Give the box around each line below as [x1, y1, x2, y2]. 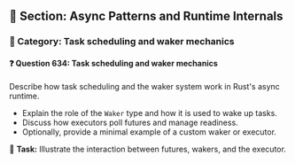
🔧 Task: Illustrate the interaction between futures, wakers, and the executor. [9, 144, 286, 154]
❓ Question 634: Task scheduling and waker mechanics [9, 58, 219, 68]
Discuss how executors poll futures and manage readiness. [21, 117, 239, 128]
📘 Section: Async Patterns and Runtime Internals [9, 9, 283, 24]
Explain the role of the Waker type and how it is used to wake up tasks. [21, 107, 277, 118]
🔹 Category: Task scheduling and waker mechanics [9, 35, 235, 48]
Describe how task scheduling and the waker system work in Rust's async [9, 81, 281, 91]
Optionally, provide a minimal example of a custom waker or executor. [21, 126, 277, 137]
